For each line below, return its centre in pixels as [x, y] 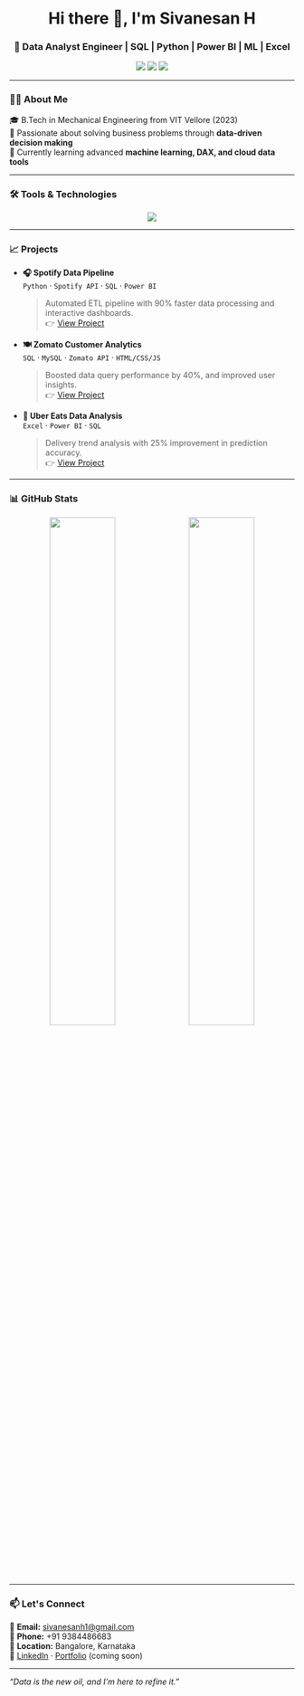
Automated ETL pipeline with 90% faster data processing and [160, 303]
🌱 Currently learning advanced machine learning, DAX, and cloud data [142, 152]
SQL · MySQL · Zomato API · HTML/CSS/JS [91, 357]
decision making [41, 142]
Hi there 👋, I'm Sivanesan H [152, 19]
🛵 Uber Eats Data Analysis [72, 416]
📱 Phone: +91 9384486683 [61, 1636]
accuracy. [63, 453]
